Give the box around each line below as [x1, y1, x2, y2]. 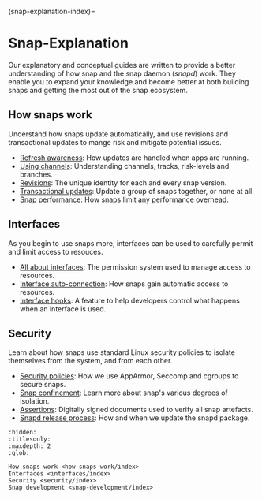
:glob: [8, 449, 30, 457]
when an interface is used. [19, 303, 107, 314]
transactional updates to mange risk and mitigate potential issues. [8, 137, 223, 147]
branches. [19, 169, 53, 179]
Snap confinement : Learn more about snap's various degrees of [19, 388, 228, 397]
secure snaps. [19, 380, 66, 389]
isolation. [19, 397, 50, 406]
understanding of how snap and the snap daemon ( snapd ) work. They [8, 69, 237, 78]
